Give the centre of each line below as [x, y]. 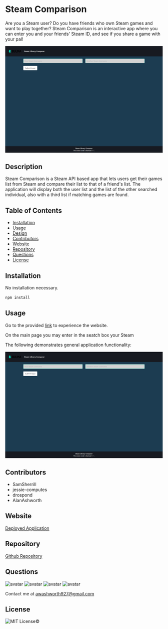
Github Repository [24, 556]
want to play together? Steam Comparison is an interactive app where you [81, 28]
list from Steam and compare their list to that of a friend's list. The [73, 184]
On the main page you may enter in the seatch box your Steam [69, 335]
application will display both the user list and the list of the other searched [81, 190]
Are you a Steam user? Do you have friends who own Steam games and [79, 23]
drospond [22, 495]
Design [20, 233]
